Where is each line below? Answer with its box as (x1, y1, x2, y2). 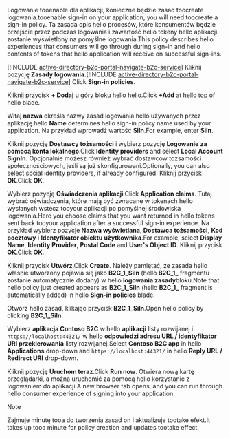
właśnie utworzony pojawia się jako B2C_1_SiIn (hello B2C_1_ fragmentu (7, 269, 209, 277)
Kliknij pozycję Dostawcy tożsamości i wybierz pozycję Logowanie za (7, 140, 207, 147)
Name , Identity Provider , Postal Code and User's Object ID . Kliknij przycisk (7, 241, 223, 249)
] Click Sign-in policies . (68, 78, 136, 85)
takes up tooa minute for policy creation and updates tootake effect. (7, 424, 199, 431)
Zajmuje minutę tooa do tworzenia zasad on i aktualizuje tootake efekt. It (7, 416, 211, 424)
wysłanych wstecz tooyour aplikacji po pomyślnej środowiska (7, 205, 181, 212)
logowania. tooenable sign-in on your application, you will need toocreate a (7, 13, 218, 21)
